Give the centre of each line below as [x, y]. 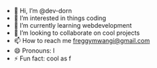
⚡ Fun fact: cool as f [42, 58]
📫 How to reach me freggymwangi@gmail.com [82, 41]
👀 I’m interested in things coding [60, 18]
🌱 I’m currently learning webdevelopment [73, 25]
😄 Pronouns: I [34, 51]
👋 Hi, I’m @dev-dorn [43, 11]
